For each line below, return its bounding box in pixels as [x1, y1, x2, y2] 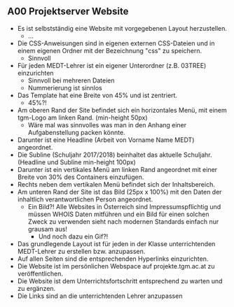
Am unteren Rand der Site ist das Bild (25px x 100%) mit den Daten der [17, 187, 222, 196]
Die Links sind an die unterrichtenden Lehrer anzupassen [17, 292, 183, 300]
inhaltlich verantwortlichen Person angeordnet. [17, 195, 153, 204]
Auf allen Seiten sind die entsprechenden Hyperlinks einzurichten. [17, 255, 209, 263]
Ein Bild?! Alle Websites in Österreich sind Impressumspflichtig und [27, 202, 221, 210]
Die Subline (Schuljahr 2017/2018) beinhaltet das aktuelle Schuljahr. [17, 150, 212, 159]
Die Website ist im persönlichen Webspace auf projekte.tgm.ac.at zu [17, 262, 215, 270]
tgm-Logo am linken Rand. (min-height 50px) [17, 113, 149, 122]
